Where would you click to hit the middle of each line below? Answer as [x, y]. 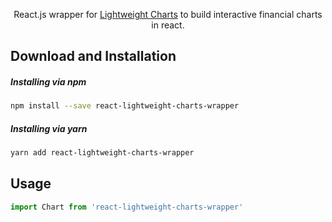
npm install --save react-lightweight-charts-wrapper [125, 106]
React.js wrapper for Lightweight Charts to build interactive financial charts [168, 14]
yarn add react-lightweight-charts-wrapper [102, 153]
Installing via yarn [49, 128]
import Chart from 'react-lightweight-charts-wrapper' [127, 207]
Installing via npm [48, 81]
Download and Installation [93, 56]
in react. [168, 25]
